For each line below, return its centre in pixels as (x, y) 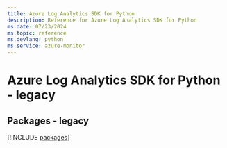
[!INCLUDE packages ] (39, 137)
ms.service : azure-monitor (46, 46)
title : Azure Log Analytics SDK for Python (71, 14)
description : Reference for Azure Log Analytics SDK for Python (102, 20)
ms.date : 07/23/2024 (37, 26)
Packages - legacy (48, 121)
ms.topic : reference (37, 33)
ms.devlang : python (35, 40)
